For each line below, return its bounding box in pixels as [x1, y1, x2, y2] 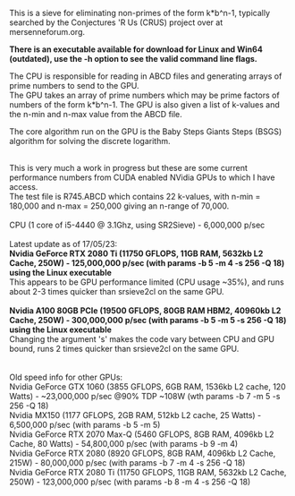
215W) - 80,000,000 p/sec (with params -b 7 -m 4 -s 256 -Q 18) [9, 458, 246, 468]
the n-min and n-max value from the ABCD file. [9, 109, 183, 119]
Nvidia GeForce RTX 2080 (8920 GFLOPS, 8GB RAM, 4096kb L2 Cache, [9, 448, 276, 458]
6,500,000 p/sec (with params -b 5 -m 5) [9, 420, 161, 430]
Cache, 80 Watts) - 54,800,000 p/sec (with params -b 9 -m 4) [9, 439, 239, 449]
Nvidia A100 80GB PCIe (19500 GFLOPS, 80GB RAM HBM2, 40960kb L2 [9, 305, 282, 316]
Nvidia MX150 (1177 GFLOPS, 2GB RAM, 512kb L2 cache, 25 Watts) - [9, 410, 262, 420]
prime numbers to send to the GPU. [9, 81, 140, 90]
